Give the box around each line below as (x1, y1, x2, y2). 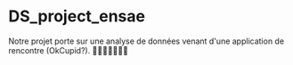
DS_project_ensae (8, 6, 146, 27)
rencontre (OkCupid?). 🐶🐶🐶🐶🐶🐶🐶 (8, 45, 128, 55)
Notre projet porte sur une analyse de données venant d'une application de (8, 36, 285, 46)
